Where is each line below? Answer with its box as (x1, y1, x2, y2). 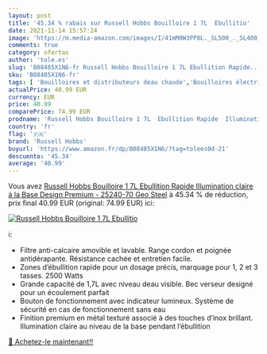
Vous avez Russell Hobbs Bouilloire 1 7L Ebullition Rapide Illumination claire (8, 181, 253, 191)
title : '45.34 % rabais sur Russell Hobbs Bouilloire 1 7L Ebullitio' (8, 19, 250, 27)
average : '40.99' (8, 160, 66, 168)
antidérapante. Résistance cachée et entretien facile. (19, 254, 193, 263)
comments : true (8, 41, 59, 49)
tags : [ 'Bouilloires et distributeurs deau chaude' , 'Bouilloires (8, 78, 233, 86)
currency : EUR (8, 93, 56, 101)
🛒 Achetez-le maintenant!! (8, 337, 94, 347)
